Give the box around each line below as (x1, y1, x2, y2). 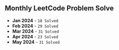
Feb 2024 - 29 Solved (12, 23, 59, 29)
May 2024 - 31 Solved (12, 39, 60, 45)
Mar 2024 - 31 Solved (12, 28, 59, 34)
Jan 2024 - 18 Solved (12, 17, 59, 23)
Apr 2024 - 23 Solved (12, 33, 59, 39)
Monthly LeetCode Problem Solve (5, 4, 114, 13)
